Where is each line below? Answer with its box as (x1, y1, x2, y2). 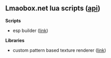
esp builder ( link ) (12, 27, 48, 34)
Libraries (5, 37, 24, 43)
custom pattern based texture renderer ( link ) (12, 47, 106, 53)
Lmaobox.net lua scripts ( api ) (5, 4, 101, 13)
